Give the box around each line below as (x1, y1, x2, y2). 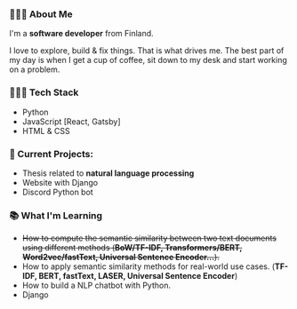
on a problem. (9, 64, 60, 75)
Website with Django (21, 177, 99, 187)
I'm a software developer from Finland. (9, 28, 154, 39)
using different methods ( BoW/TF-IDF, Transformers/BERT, (21, 242, 243, 253)
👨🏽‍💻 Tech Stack (9, 86, 79, 99)
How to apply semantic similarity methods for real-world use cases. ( (21, 261, 276, 272)
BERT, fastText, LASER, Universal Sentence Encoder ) (38, 271, 238, 281)
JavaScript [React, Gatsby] (21, 115, 122, 127)
